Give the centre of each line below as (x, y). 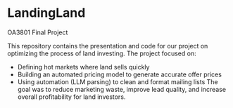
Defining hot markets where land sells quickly (83, 67)
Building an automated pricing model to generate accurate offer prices (119, 74)
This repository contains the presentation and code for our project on (108, 46)
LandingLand (46, 13)
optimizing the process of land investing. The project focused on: (102, 53)
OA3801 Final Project (38, 32)
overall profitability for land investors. (71, 97)
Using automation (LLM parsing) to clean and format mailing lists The (118, 81)
